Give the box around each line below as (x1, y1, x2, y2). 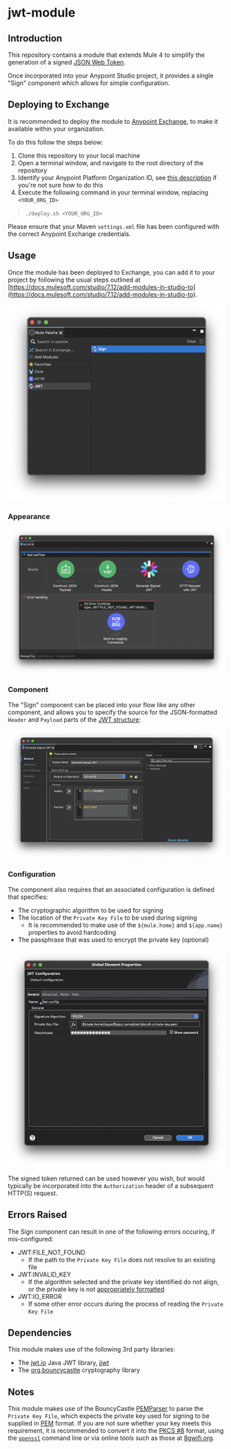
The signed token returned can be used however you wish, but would (8, 1174, 205, 1183)
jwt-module (8, 5, 76, 21)
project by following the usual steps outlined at (8, 275, 141, 284)
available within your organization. (8, 125, 106, 133)
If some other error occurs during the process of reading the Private (28, 1300, 223, 1308)
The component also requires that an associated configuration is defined (8, 885, 214, 893)
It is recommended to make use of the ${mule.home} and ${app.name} (28, 920, 223, 929)
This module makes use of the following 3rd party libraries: (8, 1345, 175, 1354)
